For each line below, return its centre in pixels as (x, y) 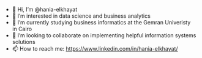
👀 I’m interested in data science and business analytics (81, 16)
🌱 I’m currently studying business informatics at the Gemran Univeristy (101, 22)
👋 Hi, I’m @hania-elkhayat (45, 9)
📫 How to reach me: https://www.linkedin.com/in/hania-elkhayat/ (95, 49)
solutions (24, 42)
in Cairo (22, 29)
